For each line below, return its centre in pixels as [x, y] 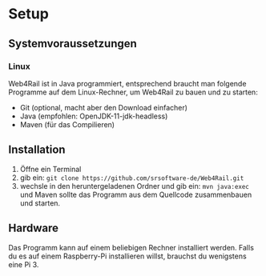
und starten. [40, 203]
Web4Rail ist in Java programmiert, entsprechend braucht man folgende [127, 83]
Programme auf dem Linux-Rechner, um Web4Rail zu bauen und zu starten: [133, 92]
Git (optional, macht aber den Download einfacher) [104, 107]
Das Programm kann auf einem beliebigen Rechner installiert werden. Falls [131, 247]
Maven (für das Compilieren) [67, 124]
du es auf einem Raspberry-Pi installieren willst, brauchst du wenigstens [127, 256]
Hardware [33, 228]
